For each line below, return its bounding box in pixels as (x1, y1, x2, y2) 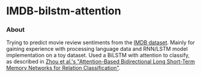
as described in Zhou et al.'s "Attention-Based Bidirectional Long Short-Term (6, 58, 195, 65)
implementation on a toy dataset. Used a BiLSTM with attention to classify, (6, 52, 190, 59)
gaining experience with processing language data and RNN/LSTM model (6, 45, 188, 53)
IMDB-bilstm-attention (6, 4, 121, 18)
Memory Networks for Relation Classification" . (6, 64, 121, 72)
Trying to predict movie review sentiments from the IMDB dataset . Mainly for (6, 39, 195, 46)
